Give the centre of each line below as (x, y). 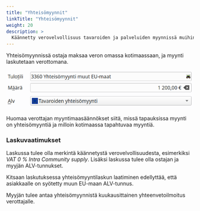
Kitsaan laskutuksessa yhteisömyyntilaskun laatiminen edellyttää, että (92, 177)
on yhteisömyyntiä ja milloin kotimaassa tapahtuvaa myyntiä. (80, 125)
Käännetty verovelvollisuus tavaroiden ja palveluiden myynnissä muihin (104, 38)
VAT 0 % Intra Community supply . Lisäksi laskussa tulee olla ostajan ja (93, 159)
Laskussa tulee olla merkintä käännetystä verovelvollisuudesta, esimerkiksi (98, 153)
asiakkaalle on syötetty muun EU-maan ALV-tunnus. (70, 184)
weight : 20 (20, 25)
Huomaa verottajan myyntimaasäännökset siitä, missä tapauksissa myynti (96, 118)
